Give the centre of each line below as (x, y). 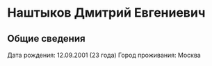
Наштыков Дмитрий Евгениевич (106, 13)
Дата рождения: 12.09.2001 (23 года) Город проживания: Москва (104, 55)
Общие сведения (46, 39)
